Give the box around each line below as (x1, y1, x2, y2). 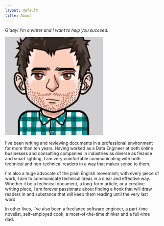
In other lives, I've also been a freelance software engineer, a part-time (5, 206, 148, 212)
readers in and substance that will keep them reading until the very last (5, 191, 148, 197)
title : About (5, 13, 32, 18)
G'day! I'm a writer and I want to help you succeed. (5, 27, 109, 33)
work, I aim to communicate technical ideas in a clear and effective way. (5, 176, 150, 181)
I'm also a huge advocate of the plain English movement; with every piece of (5, 170, 159, 176)
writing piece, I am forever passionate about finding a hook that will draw (5, 186, 152, 192)
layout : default (5, 8, 38, 13)
